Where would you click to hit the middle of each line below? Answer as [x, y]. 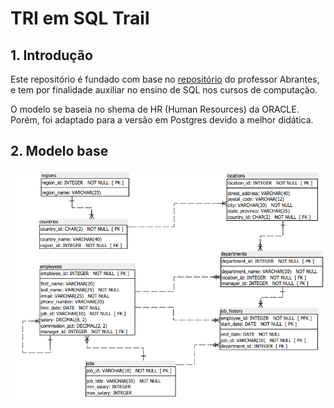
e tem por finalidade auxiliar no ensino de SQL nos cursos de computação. [164, 90]
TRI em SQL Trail [80, 18]
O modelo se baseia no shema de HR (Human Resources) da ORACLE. [155, 109]
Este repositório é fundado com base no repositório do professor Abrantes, [165, 79]
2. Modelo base [59, 151]
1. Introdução [51, 55]
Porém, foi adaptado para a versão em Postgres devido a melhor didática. [162, 120]
